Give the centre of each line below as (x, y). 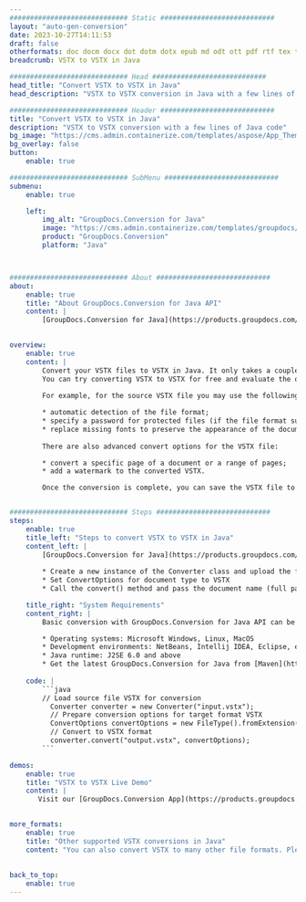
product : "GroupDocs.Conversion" (106, 237)
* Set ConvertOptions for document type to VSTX (136, 581)
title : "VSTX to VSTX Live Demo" (89, 782)
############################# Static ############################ (142, 18)
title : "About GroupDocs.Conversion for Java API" (124, 303)
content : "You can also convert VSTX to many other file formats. (154, 850)
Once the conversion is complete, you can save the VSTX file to (169, 488)
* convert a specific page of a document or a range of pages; (164, 463)
